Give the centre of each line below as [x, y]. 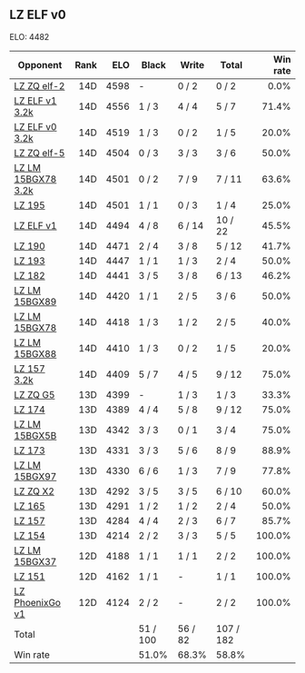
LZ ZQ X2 [34, 491]
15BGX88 [35, 353]
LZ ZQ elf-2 [39, 85]
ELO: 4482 [30, 36]
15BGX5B [35, 435]
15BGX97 [35, 476]
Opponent [40, 64]
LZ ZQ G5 [34, 394]
